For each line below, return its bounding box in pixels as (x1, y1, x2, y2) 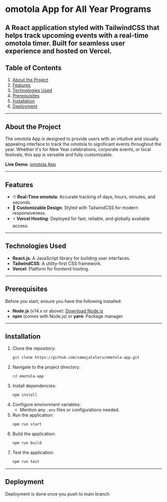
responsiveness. (12, 210, 46, 216)
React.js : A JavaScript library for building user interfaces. (12, 255, 131, 261)
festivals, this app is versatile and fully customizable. (5, 152, 113, 158)
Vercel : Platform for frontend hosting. (12, 265, 89, 271)
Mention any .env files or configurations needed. (19, 407, 120, 413)
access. (12, 223, 29, 229)
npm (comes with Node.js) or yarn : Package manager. (12, 313, 124, 319)
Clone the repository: (12, 345, 56, 351)
